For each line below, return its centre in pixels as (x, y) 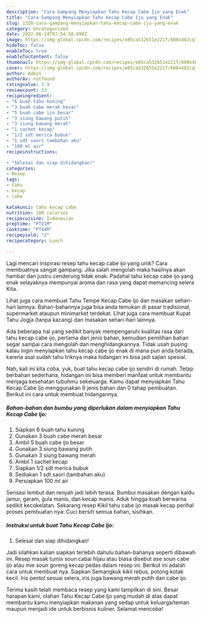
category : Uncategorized (37, 29)
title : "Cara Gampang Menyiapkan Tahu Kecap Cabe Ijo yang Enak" (90, 17)
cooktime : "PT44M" (29, 229)
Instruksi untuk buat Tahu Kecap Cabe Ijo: (60, 525)
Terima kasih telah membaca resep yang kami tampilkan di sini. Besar (92, 589)
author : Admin (24, 73)
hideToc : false (25, 46)
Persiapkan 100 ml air (41, 481)
